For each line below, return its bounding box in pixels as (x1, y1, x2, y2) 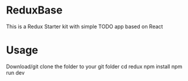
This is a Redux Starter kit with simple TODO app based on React (6, 23, 163, 30)
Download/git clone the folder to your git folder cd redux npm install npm (6, 63, 183, 70)
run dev (6, 69, 25, 76)
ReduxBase (6, 4, 63, 17)
